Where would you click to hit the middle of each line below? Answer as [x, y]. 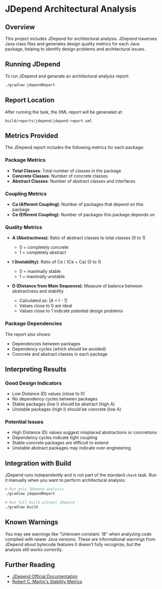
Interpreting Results [36, 369]
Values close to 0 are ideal [46, 306]
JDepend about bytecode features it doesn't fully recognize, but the [73, 544]
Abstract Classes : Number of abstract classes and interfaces [74, 181]
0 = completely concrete [44, 247]
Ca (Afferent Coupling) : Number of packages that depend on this [78, 204]
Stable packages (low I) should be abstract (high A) [63, 404]
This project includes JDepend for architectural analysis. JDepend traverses [81, 38]
